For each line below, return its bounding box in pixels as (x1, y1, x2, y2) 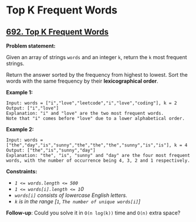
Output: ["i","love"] (6, 105, 59, 111)
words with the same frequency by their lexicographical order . (6, 77, 158, 84)
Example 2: (6, 126, 34, 132)
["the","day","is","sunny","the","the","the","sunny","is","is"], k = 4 (6, 142, 188, 148)
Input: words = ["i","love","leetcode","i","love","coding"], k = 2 (6, 100, 177, 106)
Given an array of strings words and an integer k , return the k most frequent (6, 54, 187, 60)
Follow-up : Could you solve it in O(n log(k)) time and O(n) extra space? (6, 209, 181, 216)
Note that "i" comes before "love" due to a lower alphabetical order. (6, 115, 185, 121)
